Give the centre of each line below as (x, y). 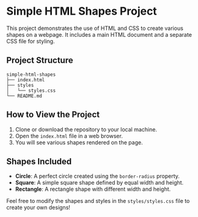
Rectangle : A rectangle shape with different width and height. (93, 189)
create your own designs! (38, 208)
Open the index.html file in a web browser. (69, 136)
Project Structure (40, 60)
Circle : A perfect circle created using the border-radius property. (97, 176)
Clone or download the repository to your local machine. (86, 129)
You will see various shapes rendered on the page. (79, 142)
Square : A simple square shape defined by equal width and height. (99, 183)
